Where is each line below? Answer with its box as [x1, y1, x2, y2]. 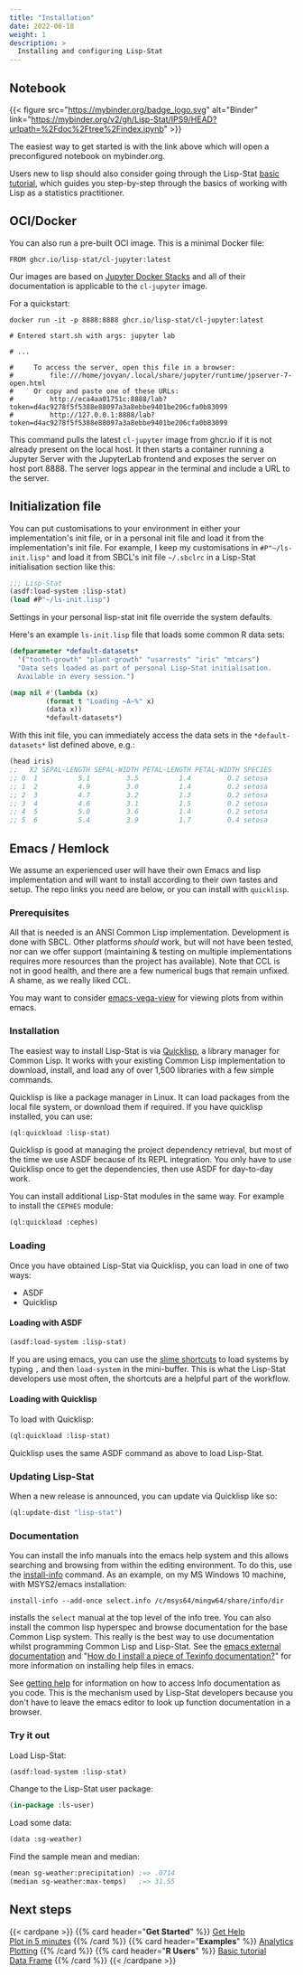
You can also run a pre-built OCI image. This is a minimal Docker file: [9, 237, 264, 249]
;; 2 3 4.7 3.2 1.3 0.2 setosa [9, 790, 269, 800]
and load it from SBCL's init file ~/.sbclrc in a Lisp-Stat [51, 551, 256, 562]
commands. [9, 1074, 54, 1085]
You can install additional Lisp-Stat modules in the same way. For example [9, 1190, 285, 1202]
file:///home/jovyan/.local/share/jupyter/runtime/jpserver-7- [49, 371, 293, 380]
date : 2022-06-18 [9, 22, 75, 31]
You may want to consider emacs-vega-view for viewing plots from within [9, 992, 284, 1003]
